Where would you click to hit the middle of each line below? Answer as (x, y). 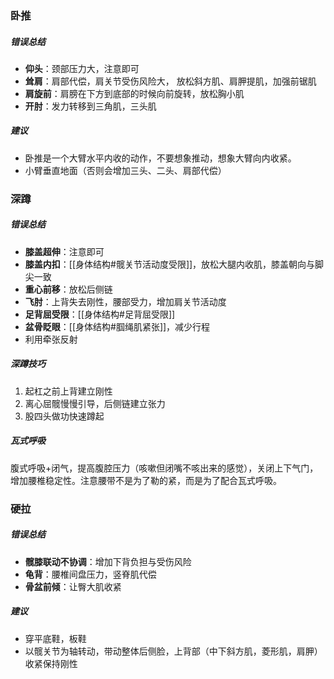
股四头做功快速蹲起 (64, 416)
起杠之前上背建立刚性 (68, 391)
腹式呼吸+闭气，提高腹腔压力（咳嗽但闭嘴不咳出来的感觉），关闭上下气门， (164, 468)
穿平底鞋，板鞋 (55, 638)
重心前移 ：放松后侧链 (68, 289)
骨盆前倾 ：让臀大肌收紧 (73, 586)
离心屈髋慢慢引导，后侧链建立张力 (95, 403)
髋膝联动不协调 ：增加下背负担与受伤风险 (108, 561)
